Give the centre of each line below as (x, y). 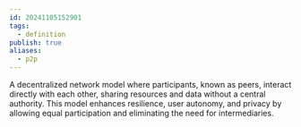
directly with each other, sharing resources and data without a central (138, 94)
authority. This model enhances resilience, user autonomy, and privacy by (146, 103)
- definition (42, 34)
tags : (19, 26)
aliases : (26, 51)
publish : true (36, 42)
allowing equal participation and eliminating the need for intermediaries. (142, 113)
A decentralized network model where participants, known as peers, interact (150, 85)
